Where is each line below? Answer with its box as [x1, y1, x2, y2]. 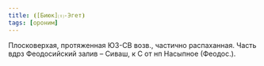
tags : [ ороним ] [8, 19, 59, 27]
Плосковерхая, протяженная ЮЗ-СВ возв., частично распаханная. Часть [8, 40, 257, 49]
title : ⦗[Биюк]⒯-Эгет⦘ [8, 11, 86, 20]
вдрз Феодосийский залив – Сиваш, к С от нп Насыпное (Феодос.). [8, 49, 236, 58]
